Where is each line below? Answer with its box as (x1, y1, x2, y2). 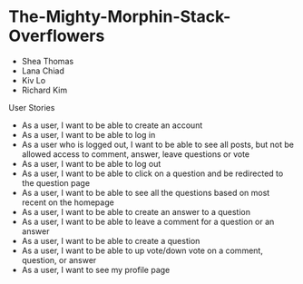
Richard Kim (21, 84, 68, 95)
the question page (21, 177, 91, 188)
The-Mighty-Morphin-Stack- (8, 6, 231, 27)
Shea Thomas (21, 55, 74, 66)
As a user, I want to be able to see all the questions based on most (21, 187, 270, 198)
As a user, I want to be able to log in (21, 129, 156, 140)
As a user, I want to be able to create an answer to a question (21, 206, 251, 217)
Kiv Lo (21, 74, 46, 85)
